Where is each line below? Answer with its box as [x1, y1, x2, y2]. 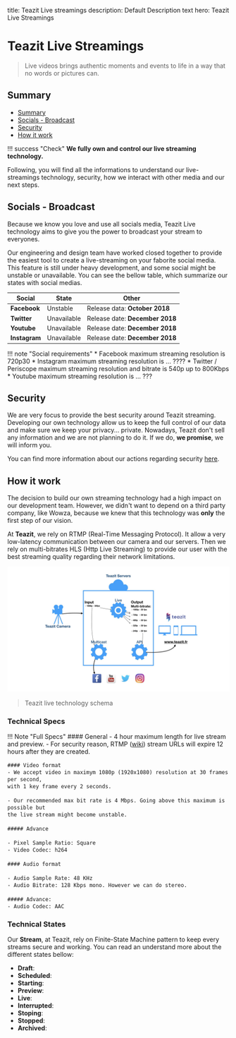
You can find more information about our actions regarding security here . [7, 454, 220, 463]
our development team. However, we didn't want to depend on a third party [7, 501, 226, 510]
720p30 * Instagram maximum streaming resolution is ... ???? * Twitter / [7, 356, 217, 366]
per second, [7, 776, 42, 783]
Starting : [17, 979, 44, 987]
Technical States [7, 919, 66, 929]
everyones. [7, 234, 40, 243]
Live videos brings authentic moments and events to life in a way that [24, 61, 225, 70]
